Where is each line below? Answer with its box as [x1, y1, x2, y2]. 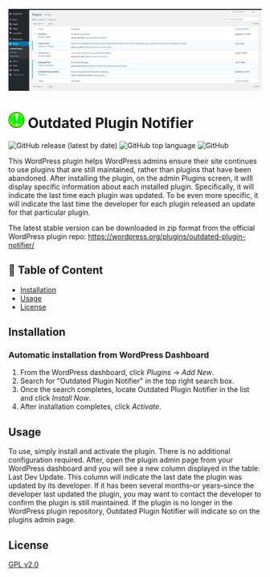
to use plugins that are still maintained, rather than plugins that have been [8, 164, 252, 174]
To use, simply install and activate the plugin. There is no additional [8, 447, 231, 456]
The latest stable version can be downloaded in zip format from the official [8, 223, 256, 233]
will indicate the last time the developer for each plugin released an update [8, 199, 256, 208]
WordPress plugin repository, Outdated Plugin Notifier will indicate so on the [8, 506, 260, 516]
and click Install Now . [19, 394, 92, 403]
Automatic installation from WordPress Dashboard [8, 349, 210, 361]
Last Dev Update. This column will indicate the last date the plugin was [8, 472, 243, 482]
